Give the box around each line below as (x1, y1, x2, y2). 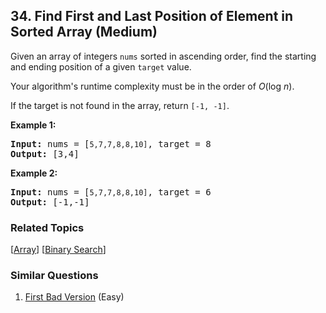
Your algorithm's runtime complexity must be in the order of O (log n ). (10, 80, 295, 92)
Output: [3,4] (10, 148, 80, 159)
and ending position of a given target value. (10, 60, 192, 73)
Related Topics (10, 220, 85, 234)
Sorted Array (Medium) (10, 24, 158, 41)
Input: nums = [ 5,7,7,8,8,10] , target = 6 (10, 186, 212, 198)
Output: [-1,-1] (10, 196, 90, 208)
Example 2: (10, 167, 58, 179)
